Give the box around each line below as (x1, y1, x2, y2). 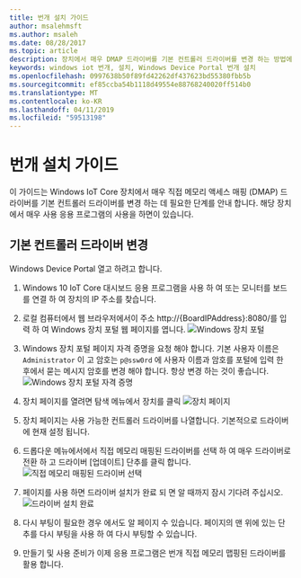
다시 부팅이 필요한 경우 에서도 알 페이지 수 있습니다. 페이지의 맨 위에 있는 (22, 517, 277, 528)
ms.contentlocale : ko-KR (9, 96, 102, 106)
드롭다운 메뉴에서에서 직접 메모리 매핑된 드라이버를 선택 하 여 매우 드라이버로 (22, 445, 292, 456)
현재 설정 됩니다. (31, 426, 90, 437)
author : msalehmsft (9, 22, 83, 31)
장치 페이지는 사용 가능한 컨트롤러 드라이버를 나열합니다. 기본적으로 (22, 414, 258, 425)
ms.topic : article (9, 47, 78, 56)
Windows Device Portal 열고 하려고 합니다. (9, 262, 163, 274)
